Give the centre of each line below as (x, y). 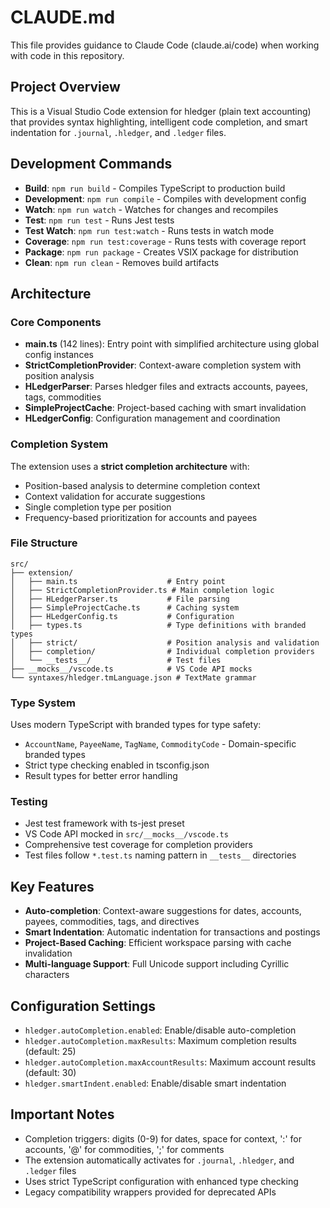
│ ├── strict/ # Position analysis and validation (165, 642)
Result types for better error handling (101, 776)
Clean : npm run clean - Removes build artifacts (122, 262)
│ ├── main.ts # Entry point (118, 581)
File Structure (44, 543)
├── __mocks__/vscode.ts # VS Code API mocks (131, 669)
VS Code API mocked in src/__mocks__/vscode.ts (126, 834)
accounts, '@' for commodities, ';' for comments (124, 1149)
